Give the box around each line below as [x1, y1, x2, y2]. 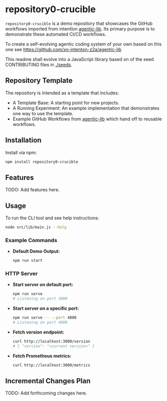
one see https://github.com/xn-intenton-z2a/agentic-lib [5, 46, 122, 52]
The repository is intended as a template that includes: [5, 90, 119, 96]
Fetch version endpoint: [12, 329, 64, 335]
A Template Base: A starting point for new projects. [12, 99, 119, 106]
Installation [5, 136, 42, 145]
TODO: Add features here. [5, 187, 60, 193]
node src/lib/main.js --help [5, 225, 67, 230]
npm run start [12, 258, 43, 263]
